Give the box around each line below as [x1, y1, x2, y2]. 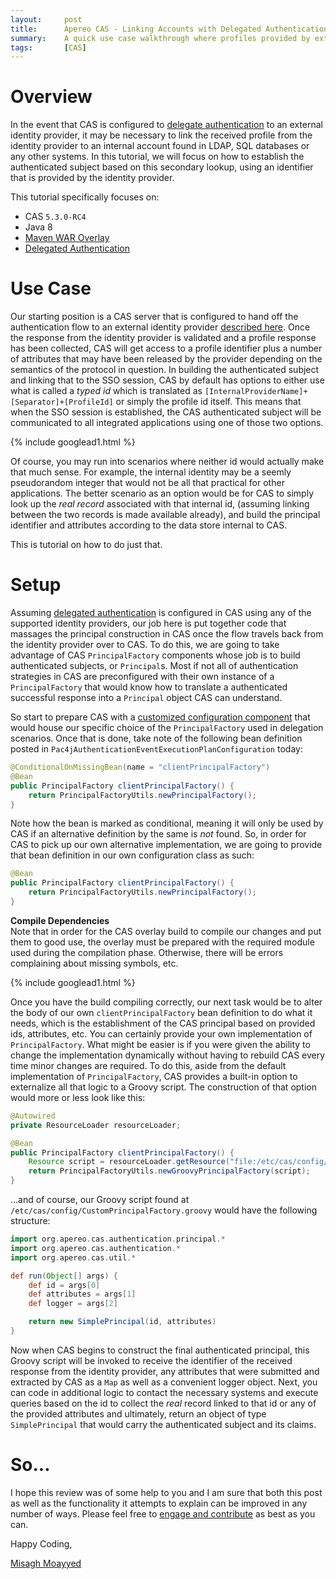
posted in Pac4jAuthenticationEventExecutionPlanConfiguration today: [10, 743, 303, 755]
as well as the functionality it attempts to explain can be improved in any [10, 1497, 308, 1509]
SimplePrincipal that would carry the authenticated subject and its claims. [10, 1418, 317, 1430]
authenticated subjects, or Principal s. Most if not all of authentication [10, 660, 299, 672]
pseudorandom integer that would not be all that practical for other [10, 477, 285, 489]
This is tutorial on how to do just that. [10, 539, 163, 551]
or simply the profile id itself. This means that [115, 396, 302, 408]
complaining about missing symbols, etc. [10, 957, 179, 969]
